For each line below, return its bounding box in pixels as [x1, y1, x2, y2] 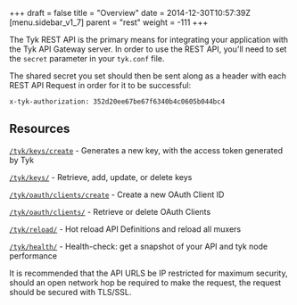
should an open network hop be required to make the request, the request [9, 276, 282, 288]
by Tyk [9, 154, 34, 165]
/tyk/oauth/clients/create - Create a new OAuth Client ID [9, 189, 225, 200]
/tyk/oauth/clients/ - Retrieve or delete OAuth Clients [9, 206, 211, 217]
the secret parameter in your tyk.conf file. [9, 54, 165, 63]
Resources [9, 121, 70, 136]
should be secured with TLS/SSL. [9, 286, 132, 297]
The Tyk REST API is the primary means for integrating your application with [9, 35, 288, 45]
